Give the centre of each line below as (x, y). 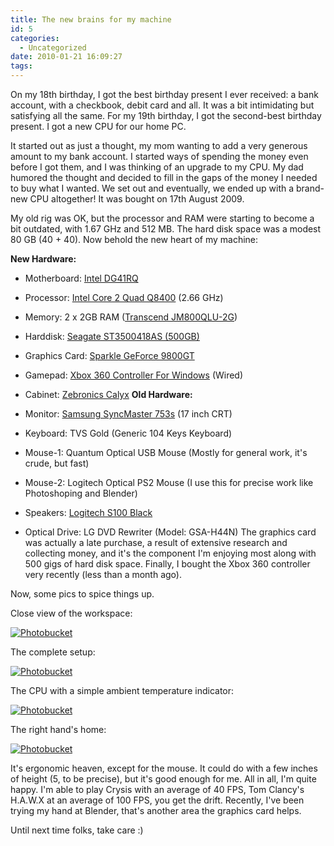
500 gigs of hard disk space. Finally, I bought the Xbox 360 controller (167, 564)
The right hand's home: (58, 729)
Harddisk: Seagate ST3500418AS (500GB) (112, 336)
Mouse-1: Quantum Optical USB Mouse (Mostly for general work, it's (166, 452)
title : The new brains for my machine (91, 19)
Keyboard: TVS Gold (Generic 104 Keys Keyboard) (128, 433)
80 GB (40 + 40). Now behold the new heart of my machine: (134, 239)
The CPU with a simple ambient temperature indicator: (122, 690)
